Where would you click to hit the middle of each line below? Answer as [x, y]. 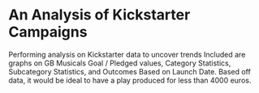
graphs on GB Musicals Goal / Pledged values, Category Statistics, [120, 63]
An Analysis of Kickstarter [99, 15]
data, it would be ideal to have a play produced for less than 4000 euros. [130, 80]
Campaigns [48, 32]
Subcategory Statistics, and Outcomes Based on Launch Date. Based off [130, 71]
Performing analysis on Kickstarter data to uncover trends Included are [127, 54]
